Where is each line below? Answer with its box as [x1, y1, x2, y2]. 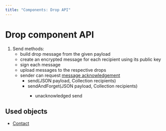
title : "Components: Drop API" [5, 7, 71, 13]
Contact [12, 120, 29, 126]
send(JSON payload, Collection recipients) [27, 77, 116, 83]
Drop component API [5, 29, 94, 40]
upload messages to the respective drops [20, 67, 107, 73]
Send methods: [12, 46, 44, 52]
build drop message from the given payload [20, 51, 111, 57]
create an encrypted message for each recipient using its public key [20, 56, 161, 62]
